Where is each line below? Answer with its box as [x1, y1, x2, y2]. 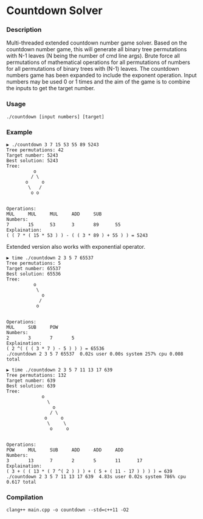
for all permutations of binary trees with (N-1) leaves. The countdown [6, 65, 179, 73]
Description [6, 26, 42, 34]
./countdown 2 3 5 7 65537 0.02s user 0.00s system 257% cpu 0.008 [6, 351, 184, 357]
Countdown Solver [6, 4, 103, 18]
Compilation [6, 493, 44, 501]
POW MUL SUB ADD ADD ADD [6, 447, 123, 453]
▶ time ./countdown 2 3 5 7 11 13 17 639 [6, 367, 113, 373]
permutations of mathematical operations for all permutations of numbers [6, 59, 190, 66]
